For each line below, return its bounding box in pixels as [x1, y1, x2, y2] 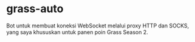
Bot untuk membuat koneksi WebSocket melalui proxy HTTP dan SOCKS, [6, 22, 190, 29]
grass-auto [6, 2, 64, 16]
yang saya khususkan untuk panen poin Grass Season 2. [6, 28, 148, 35]
